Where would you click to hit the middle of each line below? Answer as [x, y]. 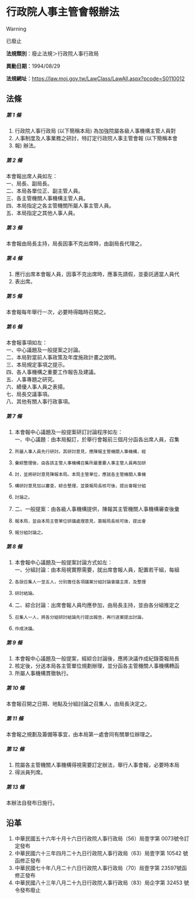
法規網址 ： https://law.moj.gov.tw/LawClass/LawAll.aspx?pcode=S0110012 [95, 78]
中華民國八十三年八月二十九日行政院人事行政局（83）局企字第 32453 [99, 883]
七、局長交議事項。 [29, 394]
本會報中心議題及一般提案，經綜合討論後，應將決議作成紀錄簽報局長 [97, 659]
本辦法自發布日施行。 [32, 802]
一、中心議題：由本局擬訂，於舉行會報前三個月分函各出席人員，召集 [97, 439]
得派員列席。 [30, 772]
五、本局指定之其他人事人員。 [42, 213]
